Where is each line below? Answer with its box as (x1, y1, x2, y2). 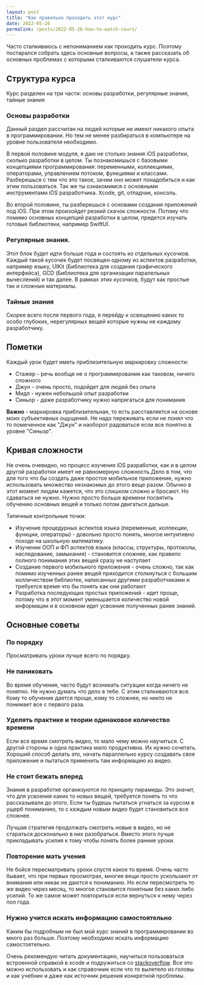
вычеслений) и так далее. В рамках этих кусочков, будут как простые (6, 276, 190, 283)
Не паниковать (6, 667, 53, 676)
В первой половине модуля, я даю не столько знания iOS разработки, (6, 150, 189, 158)
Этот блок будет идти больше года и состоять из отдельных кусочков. (6, 249, 190, 257)
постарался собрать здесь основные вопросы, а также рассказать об (6, 50, 190, 57)
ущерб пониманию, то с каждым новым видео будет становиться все (6, 805, 189, 813)
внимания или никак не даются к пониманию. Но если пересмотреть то (6, 879, 195, 887)
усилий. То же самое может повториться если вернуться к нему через (6, 892, 192, 899)
